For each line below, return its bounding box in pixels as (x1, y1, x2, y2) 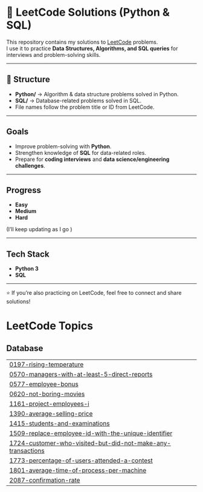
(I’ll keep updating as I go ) (6, 226, 72, 233)
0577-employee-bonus (9, 380, 79, 389)
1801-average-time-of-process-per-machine (9, 466, 147, 474)
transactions (9, 447, 45, 455)
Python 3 (14, 265, 39, 272)
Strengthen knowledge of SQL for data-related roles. (14, 149, 147, 156)
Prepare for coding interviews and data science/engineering (14, 156, 170, 163)
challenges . (14, 162, 45, 169)
